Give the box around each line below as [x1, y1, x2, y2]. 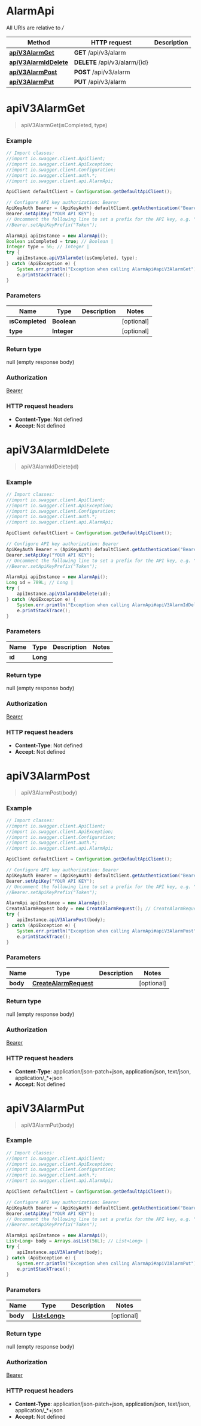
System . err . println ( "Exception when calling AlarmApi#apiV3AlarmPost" [17, 928, 197, 934]
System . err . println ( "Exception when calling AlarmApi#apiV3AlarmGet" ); [17, 266, 199, 272]
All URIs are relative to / [6, 24, 64, 31]
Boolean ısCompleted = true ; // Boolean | [6, 238, 114, 244]
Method [27, 38, 50, 46]
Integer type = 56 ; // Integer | [6, 244, 90, 250]
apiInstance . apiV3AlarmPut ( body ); [17, 1249, 103, 1255]
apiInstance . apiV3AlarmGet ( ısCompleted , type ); [17, 255, 138, 261]
